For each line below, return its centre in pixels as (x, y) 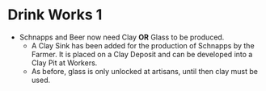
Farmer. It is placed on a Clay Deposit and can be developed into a (142, 54)
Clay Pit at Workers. (64, 63)
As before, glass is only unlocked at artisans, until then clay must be (144, 71)
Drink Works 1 (55, 15)
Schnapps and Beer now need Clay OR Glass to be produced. (122, 37)
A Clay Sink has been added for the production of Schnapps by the (143, 45)
